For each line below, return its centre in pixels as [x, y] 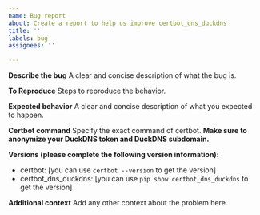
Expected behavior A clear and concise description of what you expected [130, 107]
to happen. [26, 115]
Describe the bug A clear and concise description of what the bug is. [122, 75]
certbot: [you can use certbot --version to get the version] [118, 170]
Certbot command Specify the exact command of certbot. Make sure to [128, 131]
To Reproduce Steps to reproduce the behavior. [87, 91]
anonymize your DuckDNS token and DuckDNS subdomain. [109, 139]
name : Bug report [37, 16]
